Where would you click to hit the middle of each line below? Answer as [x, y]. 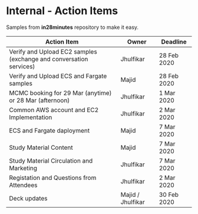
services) [22, 66]
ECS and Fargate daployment [49, 130]
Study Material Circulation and [51, 160]
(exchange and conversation [49, 59]
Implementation [31, 117]
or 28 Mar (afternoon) [39, 100]
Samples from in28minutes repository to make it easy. [72, 27]
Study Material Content [41, 147]
